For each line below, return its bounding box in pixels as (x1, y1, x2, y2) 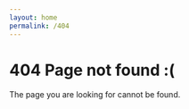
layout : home (9, 13, 58, 22)
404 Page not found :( (9, 60, 176, 80)
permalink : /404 (9, 21, 70, 30)
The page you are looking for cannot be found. (9, 89, 181, 100)
